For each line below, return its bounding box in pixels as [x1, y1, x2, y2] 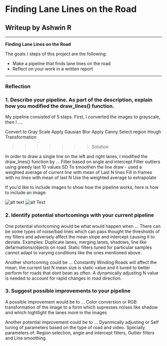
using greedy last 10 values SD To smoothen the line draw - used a [5, 164, 142, 170]
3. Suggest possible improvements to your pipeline [5, 288, 131, 295]
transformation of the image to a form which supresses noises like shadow [5, 304, 158, 310]
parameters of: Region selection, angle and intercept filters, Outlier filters [5, 330, 155, 336]
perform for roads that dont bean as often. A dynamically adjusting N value [5, 270, 159, 276]
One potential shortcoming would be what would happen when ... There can [5, 223, 161, 229]
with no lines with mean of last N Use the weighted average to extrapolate [5, 174, 157, 180]
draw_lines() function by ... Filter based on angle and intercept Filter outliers [5, 159, 161, 165]
